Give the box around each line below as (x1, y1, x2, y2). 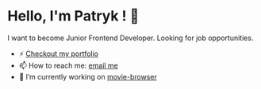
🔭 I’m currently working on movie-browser (18, 72, 158, 81)
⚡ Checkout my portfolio (18, 49, 98, 58)
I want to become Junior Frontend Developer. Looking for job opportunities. (7, 33, 254, 43)
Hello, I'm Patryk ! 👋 (7, 7, 140, 25)
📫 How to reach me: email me (18, 61, 118, 70)
